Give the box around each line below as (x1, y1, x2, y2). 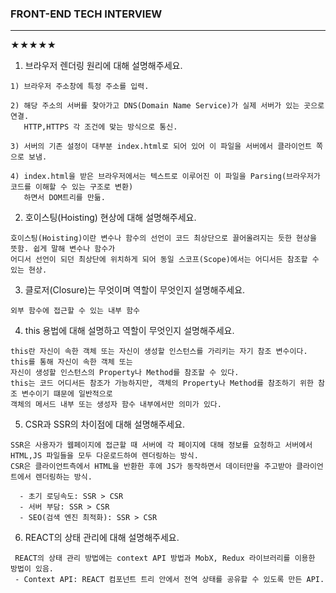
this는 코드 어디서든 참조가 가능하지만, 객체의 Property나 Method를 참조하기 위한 (10, 378, 314, 389)
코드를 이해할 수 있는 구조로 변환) (10, 182, 134, 192)
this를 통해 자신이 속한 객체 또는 (10, 357, 133, 367)
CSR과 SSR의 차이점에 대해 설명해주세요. (24, 418, 186, 431)
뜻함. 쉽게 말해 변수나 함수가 (10, 244, 116, 254)
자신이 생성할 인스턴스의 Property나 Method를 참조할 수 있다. (10, 368, 240, 378)
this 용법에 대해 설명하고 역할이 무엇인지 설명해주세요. (24, 325, 235, 337)
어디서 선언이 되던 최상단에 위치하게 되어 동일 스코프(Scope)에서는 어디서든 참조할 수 (10, 255, 320, 265)
